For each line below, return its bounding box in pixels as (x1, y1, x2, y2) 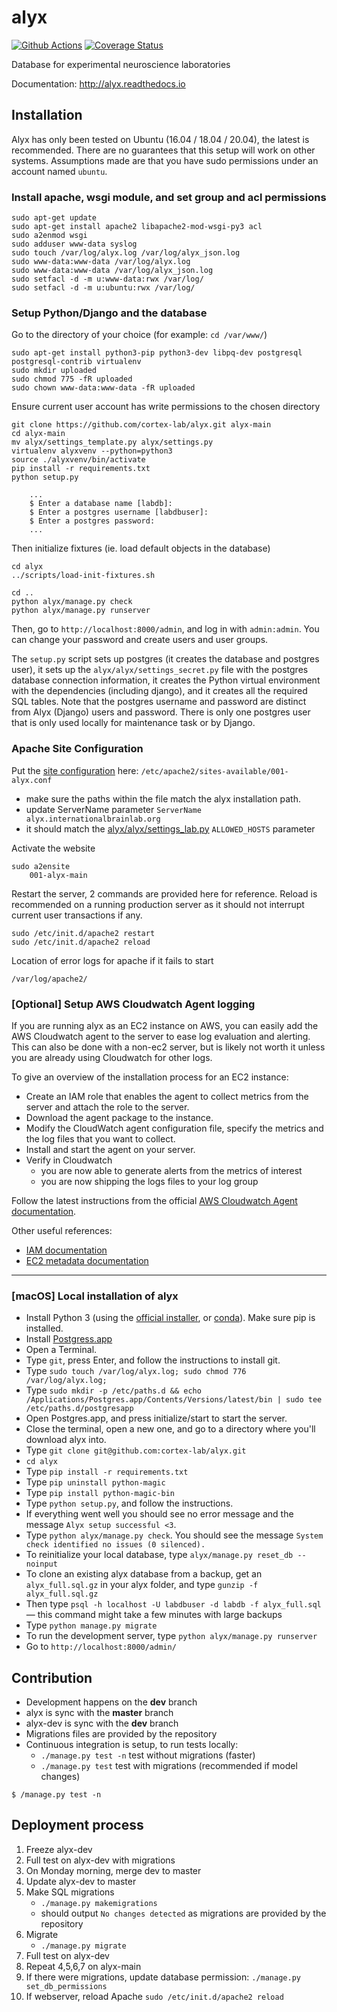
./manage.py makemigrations (40, 1898, 158, 1908)
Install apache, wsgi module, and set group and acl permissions (11, 190, 327, 204)
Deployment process (11, 1817, 144, 1834)
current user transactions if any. (11, 909, 143, 921)
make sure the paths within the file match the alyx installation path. (25, 792, 301, 805)
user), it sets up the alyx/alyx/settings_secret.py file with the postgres (11, 664, 309, 676)
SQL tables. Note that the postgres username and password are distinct (11, 696, 307, 708)
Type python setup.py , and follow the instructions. (25, 1497, 234, 1510)
